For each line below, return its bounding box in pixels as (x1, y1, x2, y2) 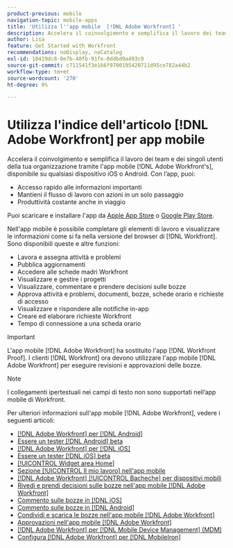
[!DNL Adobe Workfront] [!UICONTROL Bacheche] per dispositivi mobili (17, 474, 222, 483)
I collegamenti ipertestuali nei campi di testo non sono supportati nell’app (7, 388, 216, 397)
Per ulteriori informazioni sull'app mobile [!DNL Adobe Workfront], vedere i (7, 409, 221, 417)
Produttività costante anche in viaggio (17, 198, 126, 206)
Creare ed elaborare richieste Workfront (17, 312, 132, 320)
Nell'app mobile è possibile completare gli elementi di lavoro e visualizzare (7, 225, 220, 233)
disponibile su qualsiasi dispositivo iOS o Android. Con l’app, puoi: (7, 169, 196, 178)
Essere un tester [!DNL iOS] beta (17, 452, 111, 460)
